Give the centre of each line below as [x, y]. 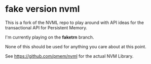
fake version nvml [42, 9]
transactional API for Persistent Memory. [46, 27]
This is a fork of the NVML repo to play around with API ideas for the [75, 22]
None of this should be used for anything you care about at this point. [76, 46]
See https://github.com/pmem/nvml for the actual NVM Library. [69, 56]
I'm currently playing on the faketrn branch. [50, 37]
